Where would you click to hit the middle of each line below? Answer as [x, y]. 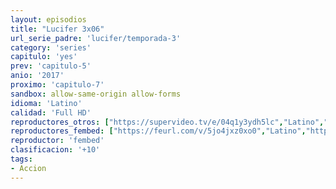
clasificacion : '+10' [55, 150]
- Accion [28, 168]
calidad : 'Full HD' [51, 112]
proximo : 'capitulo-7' [57, 85]
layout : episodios [48, 19]
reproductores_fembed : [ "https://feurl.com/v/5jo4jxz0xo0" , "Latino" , [158, 131]
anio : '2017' [37, 76]
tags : [21, 159]
